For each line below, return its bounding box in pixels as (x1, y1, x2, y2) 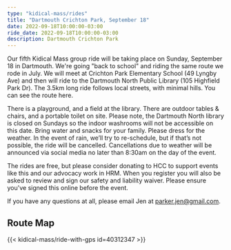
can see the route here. (7, 91, 74, 100)
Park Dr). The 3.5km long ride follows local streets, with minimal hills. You (7, 84, 216, 92)
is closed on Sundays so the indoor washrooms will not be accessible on (7, 119, 214, 127)
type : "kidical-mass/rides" (7, 10, 88, 17)
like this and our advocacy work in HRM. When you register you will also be (7, 169, 221, 178)
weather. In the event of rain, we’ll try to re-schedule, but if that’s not (7, 134, 202, 142)
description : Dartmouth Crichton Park (7, 36, 119, 43)
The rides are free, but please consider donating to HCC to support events (7, 162, 219, 170)
